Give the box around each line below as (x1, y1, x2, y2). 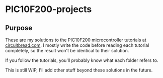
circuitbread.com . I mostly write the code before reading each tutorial (5, 42, 149, 48)
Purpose (5, 24, 33, 32)
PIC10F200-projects (5, 4, 92, 15)
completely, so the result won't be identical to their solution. (5, 48, 129, 53)
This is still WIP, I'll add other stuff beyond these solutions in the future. (5, 67, 153, 73)
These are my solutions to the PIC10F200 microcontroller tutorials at (5, 37, 147, 43)
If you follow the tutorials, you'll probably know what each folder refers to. (5, 57, 158, 63)
